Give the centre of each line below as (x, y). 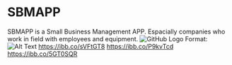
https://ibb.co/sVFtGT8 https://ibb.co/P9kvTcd (106, 46)
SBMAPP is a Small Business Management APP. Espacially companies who (116, 31)
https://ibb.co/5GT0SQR (42, 54)
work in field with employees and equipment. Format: (108, 38)
